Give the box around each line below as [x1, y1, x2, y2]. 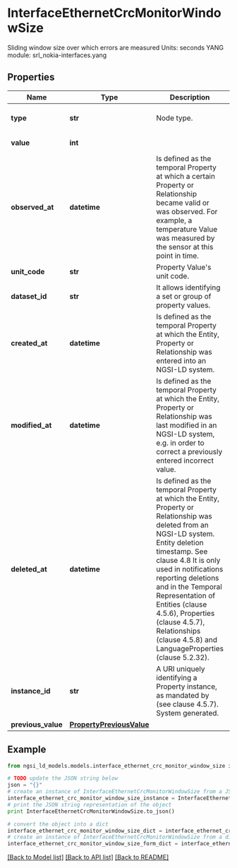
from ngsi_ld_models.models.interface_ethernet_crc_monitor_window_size [7, 762, 226, 769]
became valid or [156, 198, 209, 208]
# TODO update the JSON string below [7, 775, 119, 782]
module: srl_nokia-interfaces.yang [7, 51, 107, 59]
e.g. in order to [156, 438, 205, 448]
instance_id [11, 686, 51, 696]
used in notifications [156, 564, 224, 573]
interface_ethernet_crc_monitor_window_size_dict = [7, 827, 162, 834]
